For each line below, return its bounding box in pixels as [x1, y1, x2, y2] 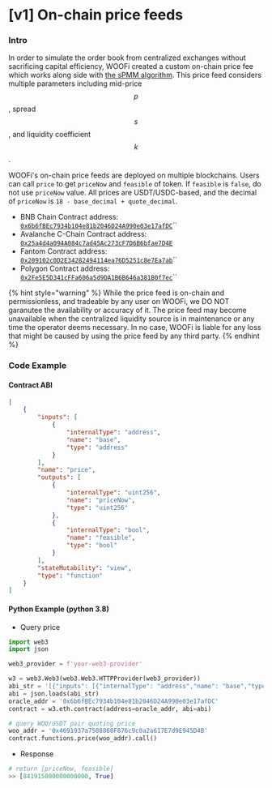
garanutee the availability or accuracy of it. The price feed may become [8, 306, 247, 315]
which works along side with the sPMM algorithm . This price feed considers [8, 71, 261, 80]
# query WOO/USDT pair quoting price [8, 719, 136, 727]
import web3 [8, 638, 49, 646]
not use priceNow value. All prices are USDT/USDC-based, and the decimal [8, 188, 257, 198]
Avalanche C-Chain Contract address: [19, 229, 147, 239]
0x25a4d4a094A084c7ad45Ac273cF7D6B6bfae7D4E [19, 239, 173, 248]
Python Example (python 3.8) [8, 604, 109, 614]
